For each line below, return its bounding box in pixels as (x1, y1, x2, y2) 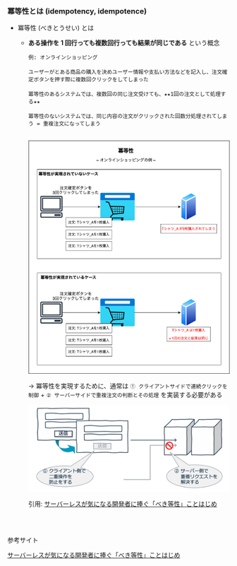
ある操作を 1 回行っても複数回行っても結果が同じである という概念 (28, 39, 220, 47)
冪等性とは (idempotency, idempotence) (7, 6, 147, 16)
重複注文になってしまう (42, 120, 101, 128)
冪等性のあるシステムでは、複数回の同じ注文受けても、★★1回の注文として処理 (28, 90, 221, 98)
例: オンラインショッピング (28, 54, 98, 61)
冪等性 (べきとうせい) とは (17, 23, 94, 33)
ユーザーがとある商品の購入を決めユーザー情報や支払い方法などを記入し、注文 (28, 69, 223, 76)
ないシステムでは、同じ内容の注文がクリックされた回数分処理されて (49, 113, 217, 120)
